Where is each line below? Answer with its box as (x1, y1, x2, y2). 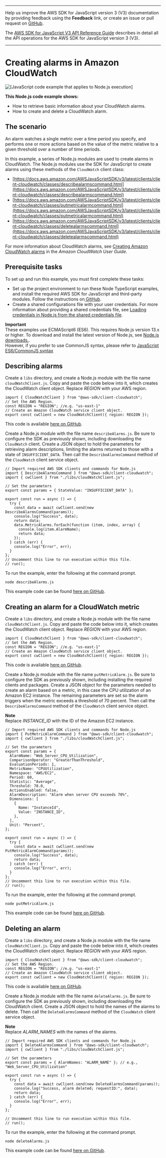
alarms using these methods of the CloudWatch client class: (5, 166, 124, 172)
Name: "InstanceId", (18, 805, 61, 811)
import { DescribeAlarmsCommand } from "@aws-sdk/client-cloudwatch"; (5, 471, 154, 476)
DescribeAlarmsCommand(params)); (5, 510, 74, 515)
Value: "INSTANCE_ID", (18, 810, 65, 815)
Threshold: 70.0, (9, 784, 45, 789)
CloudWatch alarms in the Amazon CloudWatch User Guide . (5, 248, 127, 255)
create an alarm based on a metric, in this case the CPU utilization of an (5, 687, 151, 693)
